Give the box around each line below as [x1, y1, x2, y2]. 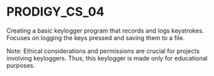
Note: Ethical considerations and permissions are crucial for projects [6, 47, 200, 55]
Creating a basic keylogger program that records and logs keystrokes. [6, 26, 204, 35]
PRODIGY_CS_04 [6, 4, 105, 20]
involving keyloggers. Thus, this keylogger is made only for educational [6, 54, 208, 62]
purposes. [6, 61, 36, 69]
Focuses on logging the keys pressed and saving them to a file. [6, 33, 185, 41]
